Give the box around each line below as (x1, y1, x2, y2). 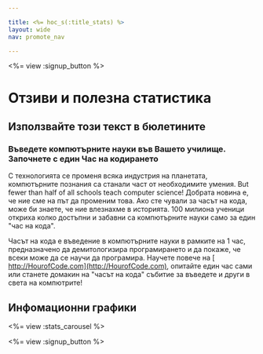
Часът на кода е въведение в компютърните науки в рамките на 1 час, (8, 236, 246, 246)
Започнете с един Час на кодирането (8, 153, 159, 164)
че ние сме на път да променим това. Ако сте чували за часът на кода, (8, 196, 247, 206)
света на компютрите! (8, 278, 82, 287)
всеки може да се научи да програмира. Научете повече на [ (8, 253, 215, 263)
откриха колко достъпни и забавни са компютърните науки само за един (8, 213, 256, 222)
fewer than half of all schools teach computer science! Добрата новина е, (8, 188, 249, 197)
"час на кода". (8, 221, 56, 231)
